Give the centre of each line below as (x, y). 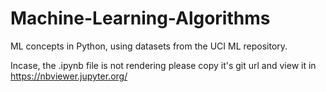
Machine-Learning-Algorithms (140, 18)
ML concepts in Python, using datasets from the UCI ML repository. (149, 46)
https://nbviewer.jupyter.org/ (69, 76)
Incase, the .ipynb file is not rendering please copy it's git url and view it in (163, 65)
